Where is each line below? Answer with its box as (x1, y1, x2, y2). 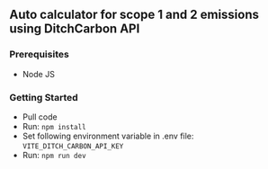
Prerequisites (9, 49, 69, 61)
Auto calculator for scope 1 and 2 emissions (9, 7, 259, 22)
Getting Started (9, 91, 78, 103)
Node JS (22, 68, 56, 79)
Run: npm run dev (22, 149, 87, 160)
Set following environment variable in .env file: (22, 130, 194, 141)
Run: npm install (22, 120, 87, 131)
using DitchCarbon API (9, 22, 140, 37)
